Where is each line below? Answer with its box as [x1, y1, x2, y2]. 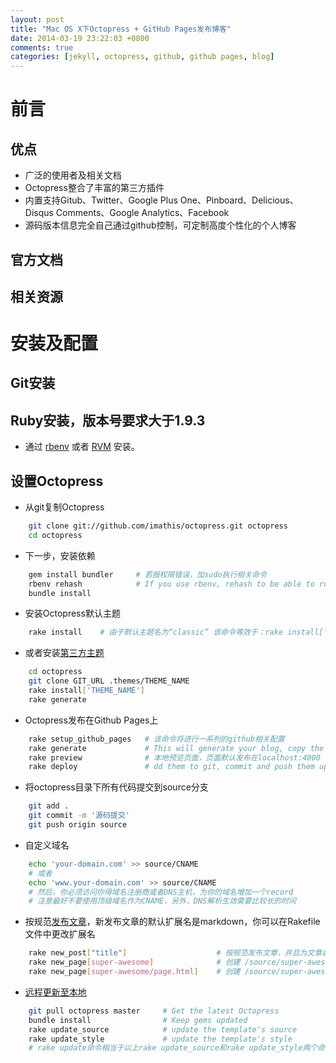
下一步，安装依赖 [24, 549, 96, 561]
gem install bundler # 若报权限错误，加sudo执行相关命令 [28, 569, 267, 580]
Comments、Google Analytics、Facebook [55, 207, 230, 219]
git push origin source [28, 820, 128, 830]
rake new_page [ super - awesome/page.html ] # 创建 [28, 967, 241, 977]
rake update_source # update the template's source [28, 1024, 298, 1035]
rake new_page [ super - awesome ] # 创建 [28, 957, 241, 968]
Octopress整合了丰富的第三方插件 [24, 182, 165, 194]
